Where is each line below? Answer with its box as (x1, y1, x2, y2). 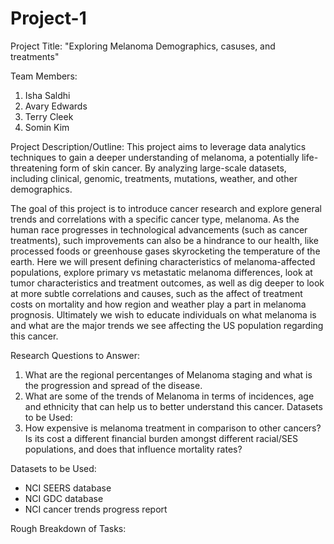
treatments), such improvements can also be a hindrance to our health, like (10, 234, 319, 246)
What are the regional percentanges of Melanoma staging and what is (24, 368, 313, 381)
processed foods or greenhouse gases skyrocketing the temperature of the (10, 245, 321, 257)
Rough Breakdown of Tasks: (10, 522, 127, 534)
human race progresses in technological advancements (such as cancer (10, 223, 308, 236)
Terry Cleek (24, 110, 74, 122)
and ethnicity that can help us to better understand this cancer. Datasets (24, 400, 323, 412)
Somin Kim (24, 121, 70, 133)
